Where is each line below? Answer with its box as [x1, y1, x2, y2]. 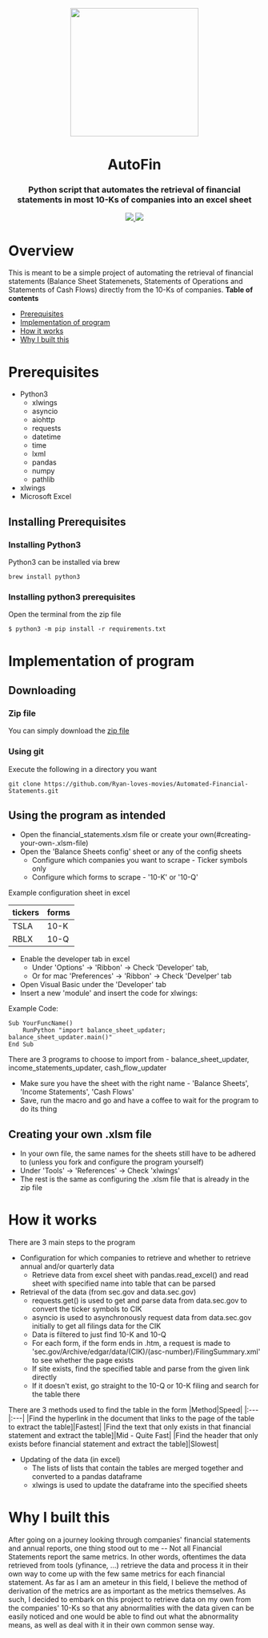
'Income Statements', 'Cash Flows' [19, 1087, 134, 1097]
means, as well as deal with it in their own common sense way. [8, 1620, 215, 1630]
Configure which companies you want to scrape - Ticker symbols [31, 856, 248, 865]
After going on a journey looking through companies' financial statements [8, 1535, 250, 1545]
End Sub [8, 1040, 34, 1049]
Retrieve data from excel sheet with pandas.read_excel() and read [31, 1270, 250, 1280]
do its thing [19, 1104, 58, 1114]
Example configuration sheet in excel [8, 888, 130, 898]
